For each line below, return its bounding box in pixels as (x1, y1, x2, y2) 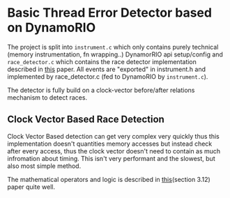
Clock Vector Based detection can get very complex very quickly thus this (7, 132, 220, 140)
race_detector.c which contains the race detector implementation (7, 57, 197, 66)
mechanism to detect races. (7, 93, 88, 102)
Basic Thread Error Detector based (7, 5, 213, 21)
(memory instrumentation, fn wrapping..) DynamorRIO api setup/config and (7, 50, 223, 59)
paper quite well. (7, 183, 56, 191)
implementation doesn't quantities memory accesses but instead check (7, 139, 213, 148)
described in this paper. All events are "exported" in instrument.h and (7, 65, 206, 73)
